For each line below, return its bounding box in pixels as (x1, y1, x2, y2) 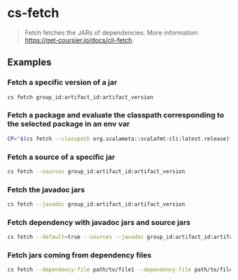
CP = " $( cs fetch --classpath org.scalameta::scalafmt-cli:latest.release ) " (7, 135, 233, 142)
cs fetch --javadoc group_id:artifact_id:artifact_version (7, 201, 186, 208)
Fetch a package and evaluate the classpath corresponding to (7, 110, 225, 120)
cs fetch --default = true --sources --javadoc (7, 233, 144, 241)
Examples (7, 57, 52, 69)
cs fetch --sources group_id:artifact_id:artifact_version (7, 168, 186, 175)
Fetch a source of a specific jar (7, 152, 115, 162)
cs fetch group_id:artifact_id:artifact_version (7, 93, 154, 100)
